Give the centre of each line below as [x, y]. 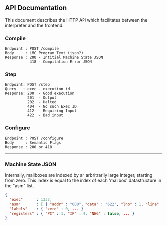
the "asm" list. [20, 186]
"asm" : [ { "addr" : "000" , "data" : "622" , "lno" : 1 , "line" [84, 204]
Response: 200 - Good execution [40, 94]
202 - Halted [42, 102]
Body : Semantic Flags [33, 142]
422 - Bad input [45, 115]
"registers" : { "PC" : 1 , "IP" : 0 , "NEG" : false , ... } [72, 213]
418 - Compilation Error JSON [61, 62]
